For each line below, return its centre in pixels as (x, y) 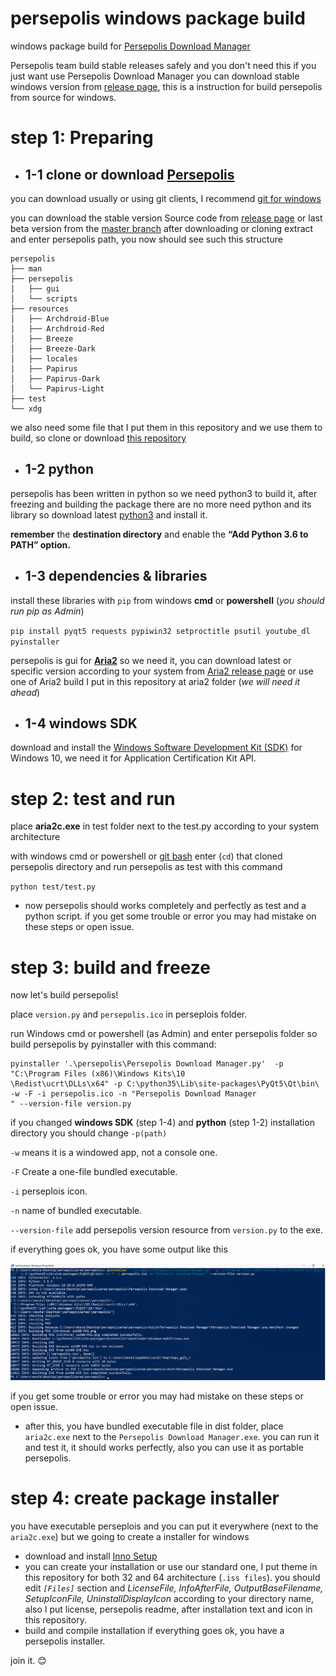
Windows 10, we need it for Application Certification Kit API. (133, 758)
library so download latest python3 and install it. (109, 514)
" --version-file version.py (71, 1104)
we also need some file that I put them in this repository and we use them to (166, 427)
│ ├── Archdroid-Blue (60, 318)
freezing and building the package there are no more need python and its (161, 504)
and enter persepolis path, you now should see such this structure (146, 239)
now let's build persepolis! (64, 995)
